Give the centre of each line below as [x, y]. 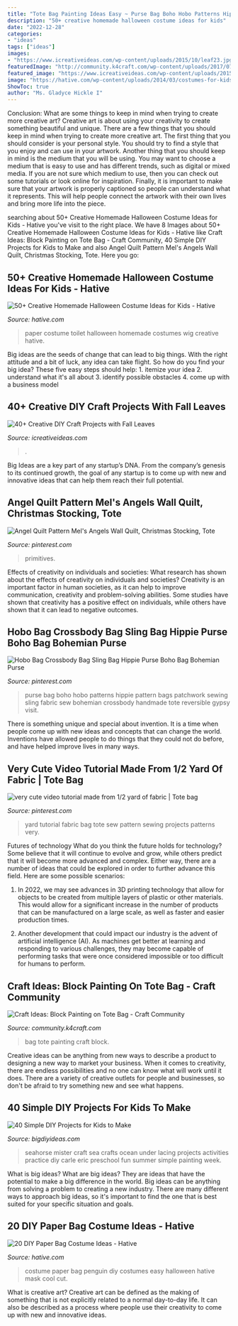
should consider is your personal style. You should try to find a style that [113, 143]
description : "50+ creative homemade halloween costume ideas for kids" [117, 21]
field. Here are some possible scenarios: [66, 876]
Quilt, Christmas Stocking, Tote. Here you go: [73, 255]
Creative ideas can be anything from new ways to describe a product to [112, 1055]
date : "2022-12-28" [36, 27]
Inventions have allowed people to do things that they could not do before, [116, 739]
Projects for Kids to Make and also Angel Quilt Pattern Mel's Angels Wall [113, 248]
